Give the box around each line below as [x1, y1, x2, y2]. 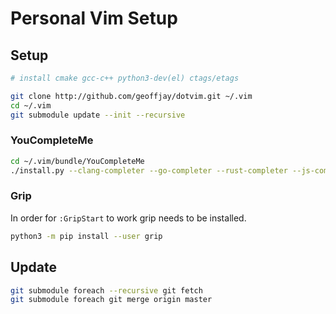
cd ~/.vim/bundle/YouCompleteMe [10, 156, 145, 166]
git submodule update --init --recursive [10, 110, 186, 120]
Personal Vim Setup [10, 7, 178, 30]
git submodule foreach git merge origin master [10, 295, 213, 305]
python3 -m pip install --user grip [10, 231, 163, 241]
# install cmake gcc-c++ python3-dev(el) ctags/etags [10, 73, 240, 83]
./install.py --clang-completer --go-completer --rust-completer [10, 165, 288, 176]
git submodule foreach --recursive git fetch [10, 285, 203, 296]
